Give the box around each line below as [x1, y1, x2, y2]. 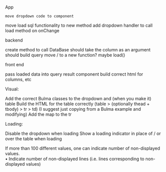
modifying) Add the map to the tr [5, 111, 72, 117]
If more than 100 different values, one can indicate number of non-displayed [5, 145, 161, 151]
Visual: [5, 86, 19, 92]
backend [5, 37, 23, 43]
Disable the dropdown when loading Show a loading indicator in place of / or [5, 130, 161, 136]
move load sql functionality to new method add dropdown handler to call [5, 22, 153, 28]
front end [5, 62, 24, 67]
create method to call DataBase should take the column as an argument [5, 47, 151, 52]
